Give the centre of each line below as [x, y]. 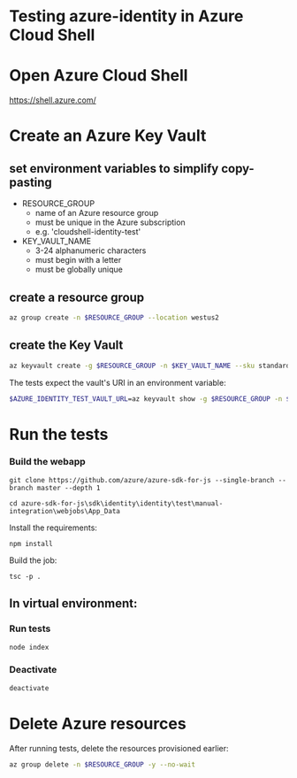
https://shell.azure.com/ [53, 100]
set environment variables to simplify [114, 169]
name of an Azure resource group [97, 213]
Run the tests [59, 434]
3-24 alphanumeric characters [91, 250]
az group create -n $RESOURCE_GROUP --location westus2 [114, 317]
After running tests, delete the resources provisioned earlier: [119, 748]
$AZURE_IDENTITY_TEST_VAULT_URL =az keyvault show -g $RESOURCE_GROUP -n [146, 399]
